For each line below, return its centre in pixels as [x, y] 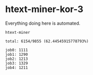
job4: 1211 [17, 67]
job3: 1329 [17, 63]
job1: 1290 [17, 54]
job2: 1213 [17, 59]
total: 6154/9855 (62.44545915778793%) [47, 41]
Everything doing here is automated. [43, 23]
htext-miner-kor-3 [44, 9]
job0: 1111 [17, 50]
